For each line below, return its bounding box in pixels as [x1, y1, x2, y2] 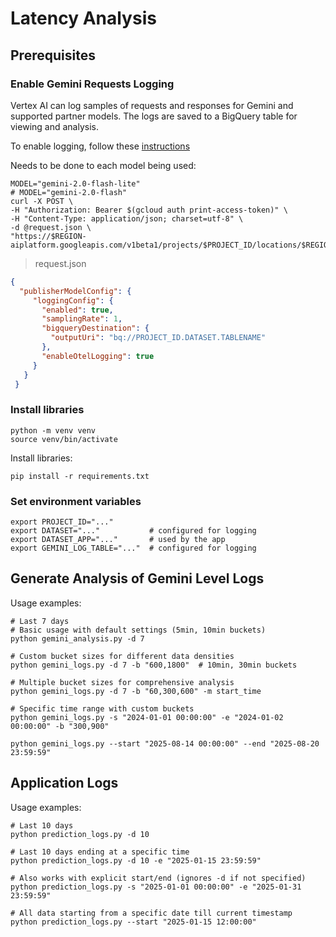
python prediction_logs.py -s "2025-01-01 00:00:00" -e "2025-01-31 [10, 882, 302, 892]
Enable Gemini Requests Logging [10, 77, 175, 91]
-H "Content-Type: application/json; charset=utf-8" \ [10, 213, 244, 224]
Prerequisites [10, 47, 96, 64]
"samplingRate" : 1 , [41, 314, 123, 324]
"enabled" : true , [41, 305, 114, 315]
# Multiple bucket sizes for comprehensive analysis [10, 677, 235, 687]
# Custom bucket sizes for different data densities [10, 651, 235, 661]
